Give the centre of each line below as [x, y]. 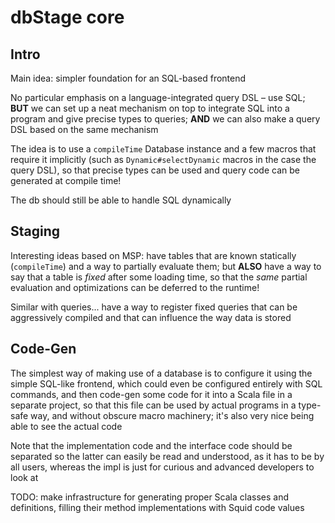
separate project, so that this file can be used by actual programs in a [153, 405]
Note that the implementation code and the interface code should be [151, 445]
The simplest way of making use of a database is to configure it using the [161, 373]
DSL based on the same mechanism [84, 129]
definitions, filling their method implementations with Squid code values [157, 507]
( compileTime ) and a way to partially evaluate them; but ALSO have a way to [166, 266]
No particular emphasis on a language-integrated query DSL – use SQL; [158, 97]
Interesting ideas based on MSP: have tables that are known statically [153, 255]
